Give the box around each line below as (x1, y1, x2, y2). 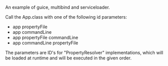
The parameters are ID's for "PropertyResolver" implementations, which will (5, 50, 163, 55)
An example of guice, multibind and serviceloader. (5, 5, 110, 10)
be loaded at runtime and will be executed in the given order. (5, 55, 132, 61)
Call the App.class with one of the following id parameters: (5, 14, 128, 20)
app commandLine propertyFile (12, 40, 78, 46)
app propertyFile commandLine (12, 35, 78, 40)
